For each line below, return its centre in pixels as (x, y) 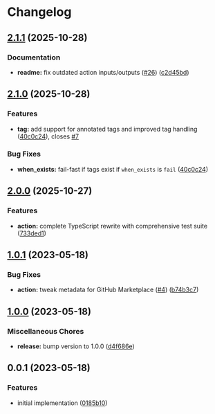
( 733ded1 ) (32, 233)
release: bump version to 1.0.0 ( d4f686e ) (76, 346)
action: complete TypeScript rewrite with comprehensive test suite (112, 226)
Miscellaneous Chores (46, 331)
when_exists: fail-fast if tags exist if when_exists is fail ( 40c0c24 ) (113, 169)
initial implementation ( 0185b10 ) (62, 403)
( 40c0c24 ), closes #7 (48, 136)
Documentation (34, 57)
